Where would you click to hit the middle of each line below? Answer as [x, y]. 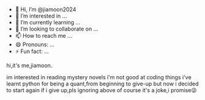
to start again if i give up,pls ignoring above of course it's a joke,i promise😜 [102, 90]
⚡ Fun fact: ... [32, 51]
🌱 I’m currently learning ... [48, 22]
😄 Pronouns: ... [35, 45]
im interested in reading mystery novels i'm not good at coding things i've [99, 77]
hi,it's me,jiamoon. [29, 65]
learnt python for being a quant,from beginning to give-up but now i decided [102, 84]
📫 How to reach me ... [43, 36]
